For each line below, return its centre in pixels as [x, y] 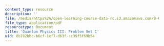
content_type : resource [29, 9]
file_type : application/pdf [34, 23]
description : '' [21, 14]
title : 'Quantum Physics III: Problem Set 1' [52, 32]
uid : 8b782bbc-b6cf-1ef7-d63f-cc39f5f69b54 [50, 36]
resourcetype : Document [29, 27]
